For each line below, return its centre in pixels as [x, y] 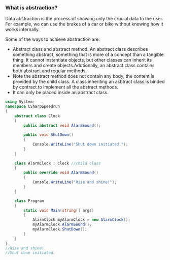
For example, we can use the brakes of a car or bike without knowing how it [84, 24]
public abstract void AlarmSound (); [62, 125]
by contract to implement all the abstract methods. [65, 87]
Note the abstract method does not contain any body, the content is [83, 76]
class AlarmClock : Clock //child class [58, 163]
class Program [29, 201]
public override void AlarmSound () [61, 173]
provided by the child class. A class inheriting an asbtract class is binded [89, 82]
